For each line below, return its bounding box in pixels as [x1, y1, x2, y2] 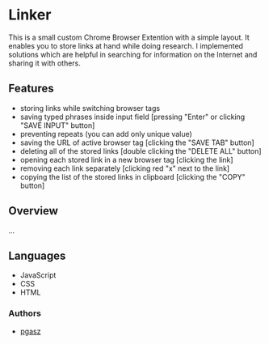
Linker [8, 6, 52, 24]
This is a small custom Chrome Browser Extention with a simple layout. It [8, 32, 250, 42]
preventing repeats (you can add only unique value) [19, 129, 192, 138]
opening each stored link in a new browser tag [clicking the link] [19, 155, 233, 164]
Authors [8, 308, 42, 319]
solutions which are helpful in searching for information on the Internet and [8, 49, 258, 59]
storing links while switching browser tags [19, 103, 160, 113]
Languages [8, 248, 66, 262]
